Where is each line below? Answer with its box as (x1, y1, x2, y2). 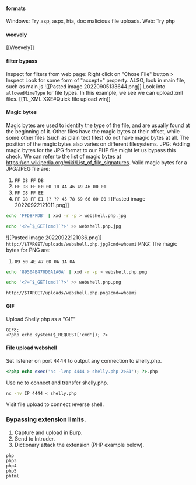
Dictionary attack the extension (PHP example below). (14, 441, 145, 448)
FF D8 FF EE (14, 190, 44, 196)
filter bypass (6, 57, 38, 64)
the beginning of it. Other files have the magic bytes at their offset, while (6, 128, 180, 135)
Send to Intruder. (14, 435, 55, 442)
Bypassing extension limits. (6, 415, 86, 424)
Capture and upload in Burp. (14, 429, 83, 436)
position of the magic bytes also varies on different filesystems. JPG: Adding (6, 140, 190, 147)
